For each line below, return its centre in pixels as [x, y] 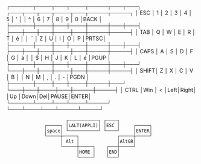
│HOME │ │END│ [98, 152]
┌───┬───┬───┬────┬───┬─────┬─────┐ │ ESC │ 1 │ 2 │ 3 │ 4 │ [99, 13]
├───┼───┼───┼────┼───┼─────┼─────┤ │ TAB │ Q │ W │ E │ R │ [101, 32]
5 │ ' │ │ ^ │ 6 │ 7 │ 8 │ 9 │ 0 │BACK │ [54, 19]
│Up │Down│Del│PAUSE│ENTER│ [49, 96]
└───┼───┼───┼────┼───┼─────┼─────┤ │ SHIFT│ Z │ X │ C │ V [100, 71]
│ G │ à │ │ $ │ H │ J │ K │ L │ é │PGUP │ [59, 58]
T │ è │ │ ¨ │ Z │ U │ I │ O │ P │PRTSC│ [56, 38]
